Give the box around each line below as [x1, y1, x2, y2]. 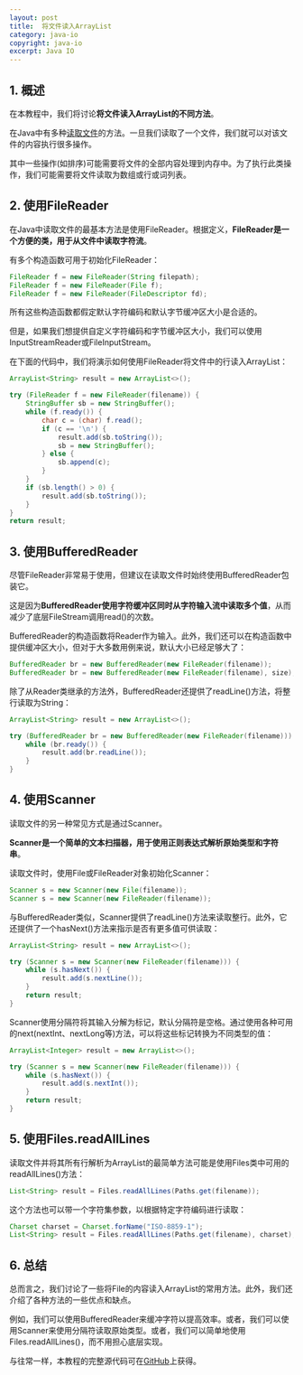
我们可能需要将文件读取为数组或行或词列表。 [24, 169, 191, 180]
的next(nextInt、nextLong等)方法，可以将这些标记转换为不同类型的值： [9, 1027, 273, 1039]
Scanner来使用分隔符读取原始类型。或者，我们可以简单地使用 [16, 1325, 246, 1336]
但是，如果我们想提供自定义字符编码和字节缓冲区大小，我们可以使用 [9, 326, 262, 337]
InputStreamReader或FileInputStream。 [9, 337, 156, 348]
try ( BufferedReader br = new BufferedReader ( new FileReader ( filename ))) [9, 731, 293, 741]
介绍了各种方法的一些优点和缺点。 [9, 1295, 136, 1305]
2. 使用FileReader [9, 198, 109, 213]
